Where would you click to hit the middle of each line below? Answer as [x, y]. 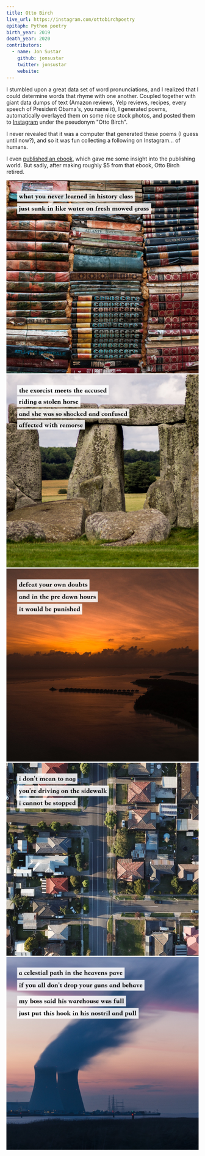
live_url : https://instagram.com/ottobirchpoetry [71, 19]
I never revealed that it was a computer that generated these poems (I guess [102, 134]
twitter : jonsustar [42, 64]
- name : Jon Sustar [37, 52]
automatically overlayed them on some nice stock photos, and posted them [101, 115]
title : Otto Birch [30, 13]
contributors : [24, 45]
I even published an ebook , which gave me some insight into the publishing [101, 159]
